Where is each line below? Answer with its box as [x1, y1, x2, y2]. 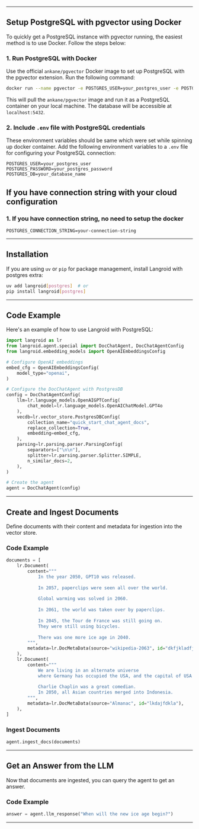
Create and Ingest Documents [6, 507, 119, 517]
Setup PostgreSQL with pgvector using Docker [6, 17, 182, 27]
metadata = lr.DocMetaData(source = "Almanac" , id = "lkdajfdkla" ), [27, 701, 184, 706]
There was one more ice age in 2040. [37, 634, 131, 640]
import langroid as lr [6, 338, 62, 343]
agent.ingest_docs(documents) [6, 739, 81, 745]
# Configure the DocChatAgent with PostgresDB [6, 386, 123, 393]
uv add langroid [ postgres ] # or [6, 282, 89, 289]
